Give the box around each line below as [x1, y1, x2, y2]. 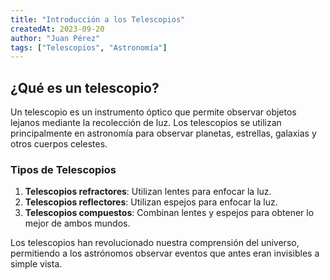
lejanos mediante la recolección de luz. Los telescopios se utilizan [10, 117, 282, 129]
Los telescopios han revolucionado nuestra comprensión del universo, [10, 237, 300, 249]
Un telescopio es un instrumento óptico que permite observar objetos [10, 106, 297, 118]
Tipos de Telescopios [10, 162, 117, 176]
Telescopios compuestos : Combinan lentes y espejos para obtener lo [24, 207, 315, 219]
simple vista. [10, 258, 63, 270]
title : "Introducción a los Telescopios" [10, 14, 186, 25]
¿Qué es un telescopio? [10, 79, 160, 96]
